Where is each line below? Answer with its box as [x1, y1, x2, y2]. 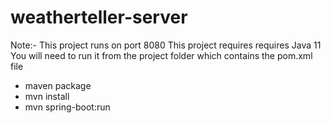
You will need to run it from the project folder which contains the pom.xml [10, 49, 313, 61]
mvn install [24, 90, 70, 102]
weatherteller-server [10, 6, 188, 29]
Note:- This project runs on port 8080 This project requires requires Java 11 [10, 39, 322, 51]
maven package [24, 79, 92, 91]
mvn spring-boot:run [24, 101, 111, 113]
